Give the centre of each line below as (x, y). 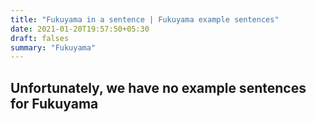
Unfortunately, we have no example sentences (158, 87)
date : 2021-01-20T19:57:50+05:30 (80, 29)
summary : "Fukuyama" (53, 47)
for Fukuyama (54, 103)
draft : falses (40, 38)
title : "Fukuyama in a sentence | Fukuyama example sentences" (145, 19)
